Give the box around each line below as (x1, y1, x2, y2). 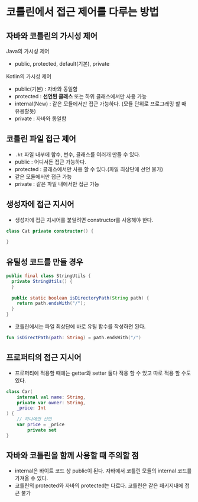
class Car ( (6, 388, 33, 394)
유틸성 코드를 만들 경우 (6, 257, 84, 267)
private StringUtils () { (11, 278, 73, 284)
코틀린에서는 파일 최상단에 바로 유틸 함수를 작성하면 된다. (14, 323, 146, 330)
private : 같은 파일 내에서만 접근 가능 (14, 180, 99, 187)
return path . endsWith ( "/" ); (17, 300, 86, 307)
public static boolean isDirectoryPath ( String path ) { (11, 295, 150, 301)
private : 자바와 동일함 (14, 115, 67, 122)
